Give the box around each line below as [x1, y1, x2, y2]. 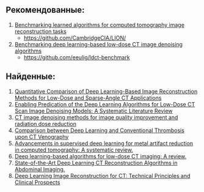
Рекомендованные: [5, 5, 85, 15]
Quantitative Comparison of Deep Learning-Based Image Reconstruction [14, 87, 198, 95]
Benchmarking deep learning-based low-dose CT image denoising [14, 40, 183, 48]
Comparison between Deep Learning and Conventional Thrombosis [14, 127, 184, 134]
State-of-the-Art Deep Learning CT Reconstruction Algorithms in [14, 159, 178, 166]
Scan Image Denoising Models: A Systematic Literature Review [14, 107, 173, 114]
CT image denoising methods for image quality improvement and [14, 113, 178, 121]
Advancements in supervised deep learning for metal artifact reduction [14, 139, 194, 147]
